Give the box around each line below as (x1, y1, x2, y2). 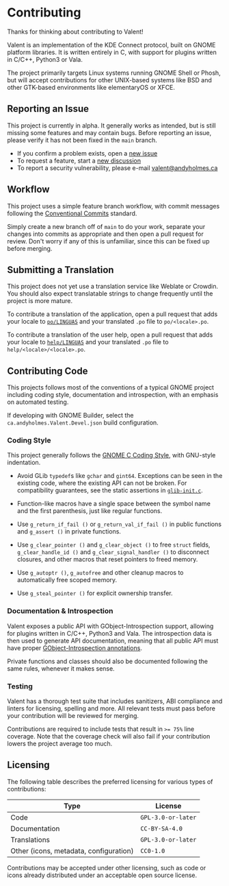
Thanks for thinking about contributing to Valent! (7, 27, 144, 36)
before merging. (7, 244, 53, 252)
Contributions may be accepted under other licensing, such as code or (7, 863, 206, 872)
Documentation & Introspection (7, 606, 114, 616)
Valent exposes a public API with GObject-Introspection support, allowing (7, 622, 214, 630)
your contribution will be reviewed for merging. (7, 712, 139, 720)
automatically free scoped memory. (16, 576, 118, 584)
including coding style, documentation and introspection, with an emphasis (7, 391, 219, 399)
